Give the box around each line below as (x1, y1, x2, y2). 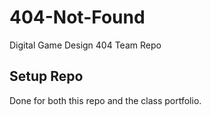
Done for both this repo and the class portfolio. (9, 94, 202, 106)
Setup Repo (9, 68, 84, 85)
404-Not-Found (9, 6, 146, 29)
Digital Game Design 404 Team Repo (9, 39, 162, 51)
